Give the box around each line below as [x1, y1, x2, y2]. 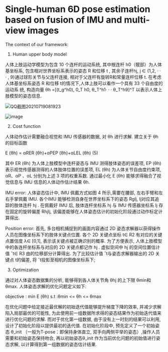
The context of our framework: [5, 41, 69, 47]
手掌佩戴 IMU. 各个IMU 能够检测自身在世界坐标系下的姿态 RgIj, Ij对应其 [9, 196, 155, 202]
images [27, 25, 59, 36]
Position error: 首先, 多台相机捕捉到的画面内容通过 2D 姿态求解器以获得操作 [5, 225, 161, 231]
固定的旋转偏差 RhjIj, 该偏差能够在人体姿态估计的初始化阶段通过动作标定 [9, 208, 158, 214]
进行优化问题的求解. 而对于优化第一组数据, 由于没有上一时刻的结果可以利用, [5, 316, 161, 322]
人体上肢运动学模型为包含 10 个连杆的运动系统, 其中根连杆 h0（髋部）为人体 [5, 61, 162, 67]
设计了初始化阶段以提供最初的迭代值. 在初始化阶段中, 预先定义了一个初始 [5, 322, 155, 328]
